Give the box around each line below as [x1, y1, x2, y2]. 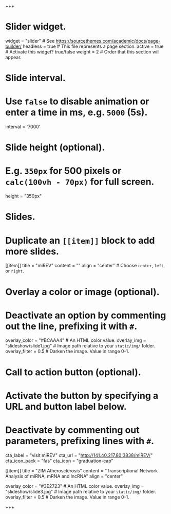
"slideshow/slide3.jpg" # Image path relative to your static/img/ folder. [5, 488, 157, 494]
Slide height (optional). [5, 142, 105, 153]
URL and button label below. [5, 400, 127, 412]
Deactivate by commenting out [5, 425, 140, 436]
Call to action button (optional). [5, 366, 141, 378]
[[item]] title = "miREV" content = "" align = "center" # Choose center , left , [5, 263, 165, 269]
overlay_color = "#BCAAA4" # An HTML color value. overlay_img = [5, 337, 146, 343]
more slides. [5, 245, 59, 257]
